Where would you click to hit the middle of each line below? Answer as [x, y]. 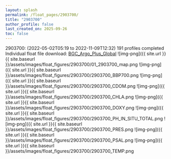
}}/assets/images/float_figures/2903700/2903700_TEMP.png [70, 151]
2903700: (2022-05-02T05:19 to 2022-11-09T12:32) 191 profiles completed [85, 48]
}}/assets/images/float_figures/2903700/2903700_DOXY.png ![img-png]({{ [84, 108]
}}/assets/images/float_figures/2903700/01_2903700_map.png [71, 64]
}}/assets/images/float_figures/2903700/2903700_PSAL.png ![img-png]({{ [84, 140]
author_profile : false [29, 24]
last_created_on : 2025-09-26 [36, 29]
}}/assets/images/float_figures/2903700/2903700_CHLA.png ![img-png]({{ [84, 97]
